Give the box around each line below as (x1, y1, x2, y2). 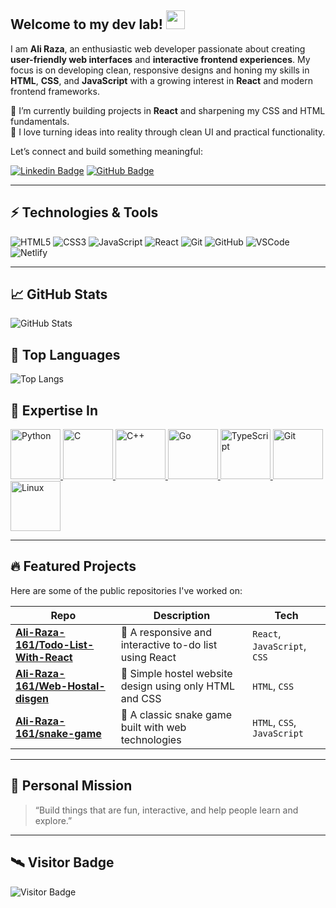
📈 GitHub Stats (10, 286, 108, 303)
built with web (120, 720, 187, 734)
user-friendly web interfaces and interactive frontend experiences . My (10, 53, 311, 65)
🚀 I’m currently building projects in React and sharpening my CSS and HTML (10, 104, 326, 116)
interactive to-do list (120, 637, 218, 651)
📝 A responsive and (120, 625, 213, 639)
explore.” (34, 814, 73, 826)
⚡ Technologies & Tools (10, 204, 159, 221)
